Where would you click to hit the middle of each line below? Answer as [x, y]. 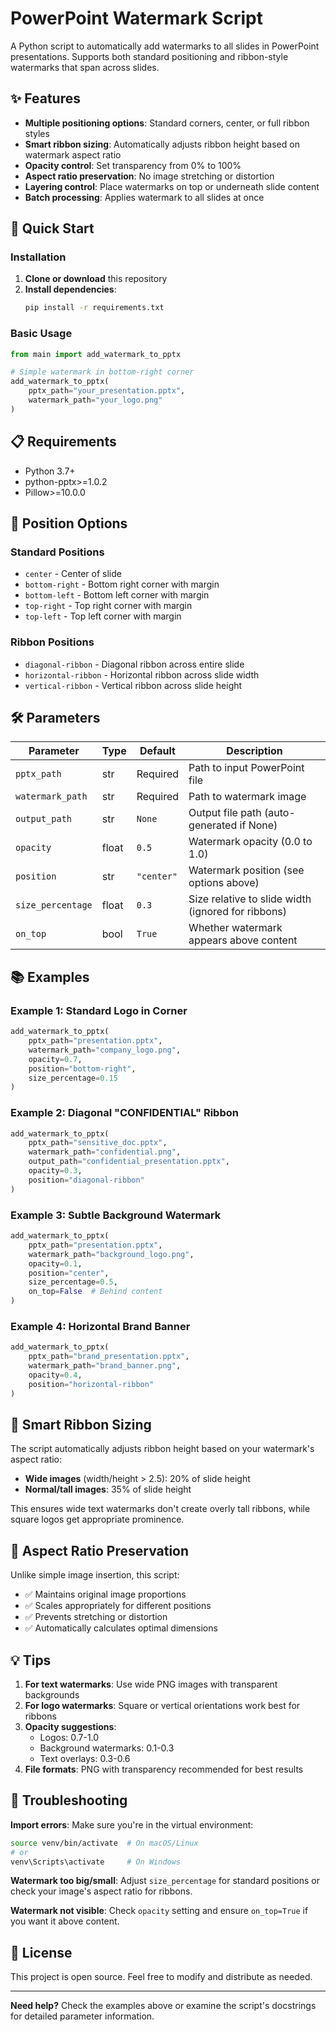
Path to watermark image [247, 797]
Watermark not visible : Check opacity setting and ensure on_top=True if [159, 1911]
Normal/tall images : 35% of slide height [108, 1489]
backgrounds [52, 1694]
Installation [38, 257]
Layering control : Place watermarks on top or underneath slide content [172, 186]
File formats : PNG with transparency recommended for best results [164, 1769]
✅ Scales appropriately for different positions [118, 1606]
